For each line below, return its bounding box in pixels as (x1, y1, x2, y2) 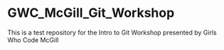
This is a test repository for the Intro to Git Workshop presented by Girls (7, 28, 217, 37)
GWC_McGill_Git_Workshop (7, 5, 175, 21)
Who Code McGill (7, 35, 59, 44)
